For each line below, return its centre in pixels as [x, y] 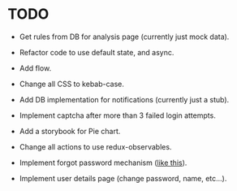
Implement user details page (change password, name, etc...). [123, 178]
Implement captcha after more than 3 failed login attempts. [117, 115]
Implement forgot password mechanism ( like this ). [103, 163]
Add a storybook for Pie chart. [70, 131]
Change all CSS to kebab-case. [72, 84]
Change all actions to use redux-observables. [95, 146]
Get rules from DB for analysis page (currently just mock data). [124, 37]
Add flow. [35, 68]
